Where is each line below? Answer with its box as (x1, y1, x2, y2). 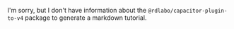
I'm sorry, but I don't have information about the (7, 6, 147, 14)
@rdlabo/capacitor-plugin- (148, 7, 228, 14)
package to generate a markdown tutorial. (24, 13, 147, 22)
